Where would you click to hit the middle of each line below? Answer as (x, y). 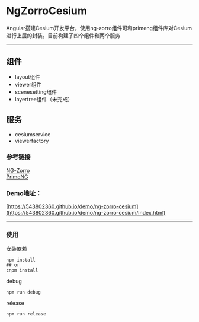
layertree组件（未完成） (44, 99)
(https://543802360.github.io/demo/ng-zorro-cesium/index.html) (86, 213)
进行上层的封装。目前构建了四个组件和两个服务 (63, 35)
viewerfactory (32, 141)
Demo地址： (24, 193)
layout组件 (27, 77)
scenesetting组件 (36, 92)
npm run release (26, 314)
